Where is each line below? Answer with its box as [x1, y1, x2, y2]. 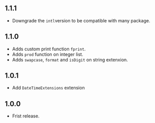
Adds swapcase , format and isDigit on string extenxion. [12, 56, 128, 63]
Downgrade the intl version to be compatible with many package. [12, 17, 150, 23]
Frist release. [12, 113, 40, 119]
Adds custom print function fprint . [12, 46, 86, 52]
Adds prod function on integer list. [12, 51, 83, 57]
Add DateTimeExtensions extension [12, 85, 85, 91]
